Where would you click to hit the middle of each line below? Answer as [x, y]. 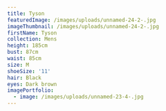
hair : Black [24, 78]
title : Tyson [26, 13]
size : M [18, 65]
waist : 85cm [24, 59]
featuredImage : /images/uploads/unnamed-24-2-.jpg [82, 20]
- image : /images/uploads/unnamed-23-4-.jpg [79, 97]
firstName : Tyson [32, 33]
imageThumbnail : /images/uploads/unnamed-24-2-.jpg [83, 26]
